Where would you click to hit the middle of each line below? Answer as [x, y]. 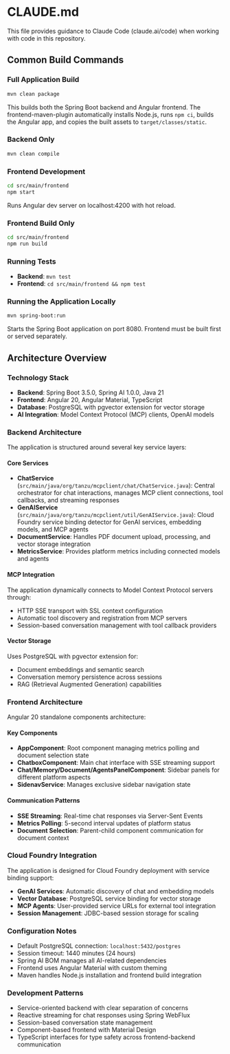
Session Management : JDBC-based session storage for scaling [108, 913]
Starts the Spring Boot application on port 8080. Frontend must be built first [114, 329]
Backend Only [31, 140]
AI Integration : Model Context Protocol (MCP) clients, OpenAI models [116, 414]
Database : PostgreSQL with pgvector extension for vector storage [111, 407]
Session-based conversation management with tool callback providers [117, 625]
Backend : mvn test [44, 277]
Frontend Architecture [45, 702]
